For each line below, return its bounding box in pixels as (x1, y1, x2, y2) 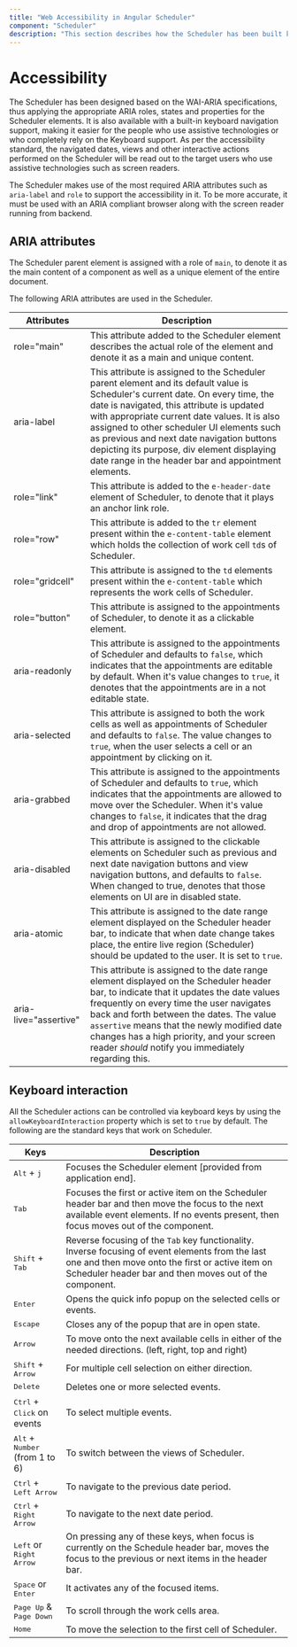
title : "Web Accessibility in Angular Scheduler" (9, 12, 196, 22)
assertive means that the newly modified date (89, 1020, 283, 1032)
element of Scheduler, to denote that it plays (89, 491, 274, 503)
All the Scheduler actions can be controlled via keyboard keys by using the (9, 1106, 281, 1116)
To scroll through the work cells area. (65, 1604, 220, 1617)
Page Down (13, 1612, 53, 1621)
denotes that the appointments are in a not (89, 681, 267, 694)
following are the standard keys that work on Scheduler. (9, 1124, 213, 1135)
